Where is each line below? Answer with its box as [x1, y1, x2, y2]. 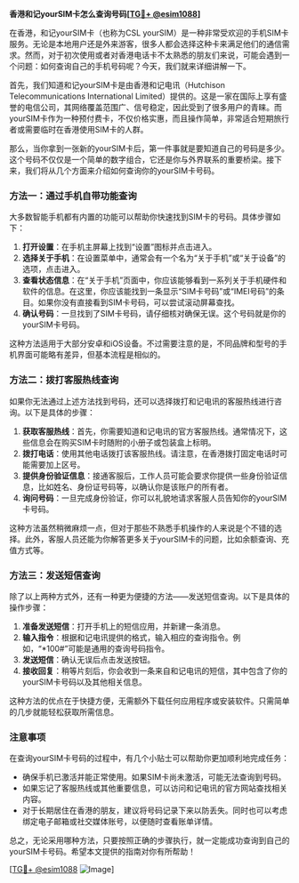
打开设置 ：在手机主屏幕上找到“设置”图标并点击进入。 [21, 242, 217, 253]
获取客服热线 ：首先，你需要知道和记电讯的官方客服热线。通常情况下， [21, 426, 280, 437]
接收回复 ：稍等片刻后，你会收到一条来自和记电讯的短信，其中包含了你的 [21, 665, 287, 676]
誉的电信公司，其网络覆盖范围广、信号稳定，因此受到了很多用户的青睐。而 [9, 102, 282, 112]
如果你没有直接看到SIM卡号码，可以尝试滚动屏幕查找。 [37, 297, 240, 308]
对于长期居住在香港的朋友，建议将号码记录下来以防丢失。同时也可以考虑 [21, 805, 287, 816]
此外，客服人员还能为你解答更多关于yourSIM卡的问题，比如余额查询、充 [24, 534, 289, 544]
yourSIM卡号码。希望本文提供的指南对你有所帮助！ [9, 847, 196, 857]
